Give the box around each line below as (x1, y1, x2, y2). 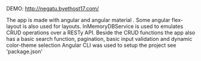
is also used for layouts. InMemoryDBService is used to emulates (22, 23, 184, 30)
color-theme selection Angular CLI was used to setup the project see (6, 41, 176, 49)
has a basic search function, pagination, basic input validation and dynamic (6, 36, 193, 42)
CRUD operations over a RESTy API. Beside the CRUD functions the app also (6, 29, 196, 36)
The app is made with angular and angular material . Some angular (6, 17, 171, 23)
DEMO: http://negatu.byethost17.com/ (6, 5, 99, 12)
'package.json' (6, 48, 43, 55)
